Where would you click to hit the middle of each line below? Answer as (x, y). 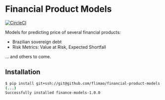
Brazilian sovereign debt (37, 42)
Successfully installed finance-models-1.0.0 (53, 93)
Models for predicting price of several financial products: (63, 32)
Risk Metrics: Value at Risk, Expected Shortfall (59, 47)
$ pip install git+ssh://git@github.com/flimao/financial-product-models (83, 83)
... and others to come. (28, 56)
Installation (23, 72)
